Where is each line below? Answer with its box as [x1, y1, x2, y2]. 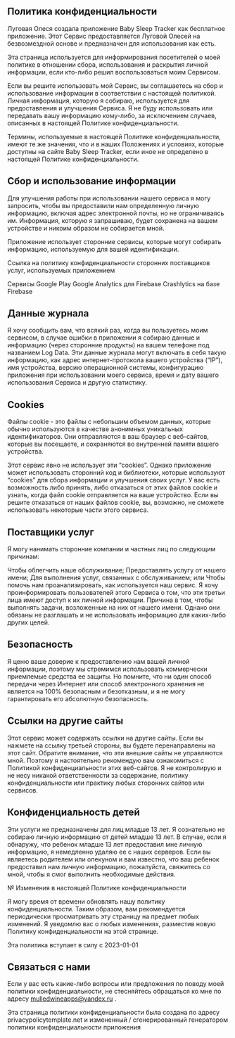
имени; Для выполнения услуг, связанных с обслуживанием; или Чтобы [7, 573, 226, 582]
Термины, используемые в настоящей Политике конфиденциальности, [7, 132, 222, 141]
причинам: [7, 552, 40, 561]
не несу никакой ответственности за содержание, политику [7, 771, 189, 779]
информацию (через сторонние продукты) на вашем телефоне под [7, 341, 210, 350]
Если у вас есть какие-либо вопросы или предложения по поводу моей [7, 980, 224, 988]
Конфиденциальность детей [7, 807, 140, 819]
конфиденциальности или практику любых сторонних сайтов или [7, 778, 205, 787]
